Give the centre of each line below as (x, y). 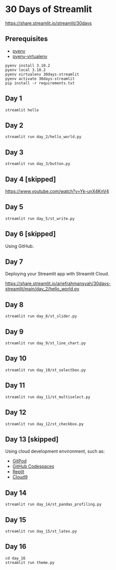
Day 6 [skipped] (30, 234)
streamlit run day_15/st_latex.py (41, 531)
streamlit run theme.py (30, 562)
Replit (18, 472)
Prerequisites (26, 39)
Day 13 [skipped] (32, 439)
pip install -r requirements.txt (40, 83)
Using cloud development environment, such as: (55, 451)
